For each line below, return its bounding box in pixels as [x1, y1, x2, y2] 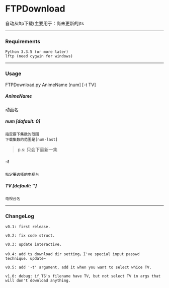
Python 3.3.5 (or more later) [5, 49, 69, 54]
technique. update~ [5, 256, 46, 261]
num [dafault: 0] [5, 118, 41, 124]
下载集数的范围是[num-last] [5, 137, 58, 142]
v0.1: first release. [5, 224, 51, 229]
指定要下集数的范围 [5, 132, 39, 137]
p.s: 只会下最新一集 [17, 147, 58, 153]
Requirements [5, 38, 41, 45]
